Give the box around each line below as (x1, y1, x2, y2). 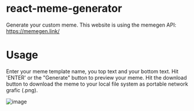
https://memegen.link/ (6, 27, 60, 34)
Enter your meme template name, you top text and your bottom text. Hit (6, 67, 179, 75)
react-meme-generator (6, 2, 122, 15)
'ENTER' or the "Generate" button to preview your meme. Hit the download (6, 74, 187, 81)
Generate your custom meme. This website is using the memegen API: (6, 21, 176, 28)
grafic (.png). (6, 86, 38, 93)
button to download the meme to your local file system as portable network (6, 80, 188, 87)
